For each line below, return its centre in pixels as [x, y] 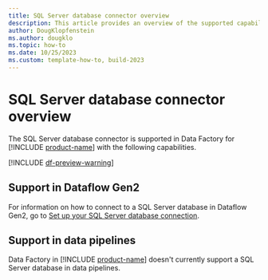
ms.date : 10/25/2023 [43, 53]
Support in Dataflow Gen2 [74, 188]
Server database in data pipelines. [65, 268]
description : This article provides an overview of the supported [121, 23]
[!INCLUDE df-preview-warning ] [61, 162]
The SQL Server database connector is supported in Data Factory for [122, 138]
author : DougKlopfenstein [51, 30]
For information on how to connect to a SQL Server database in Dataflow [128, 207]
